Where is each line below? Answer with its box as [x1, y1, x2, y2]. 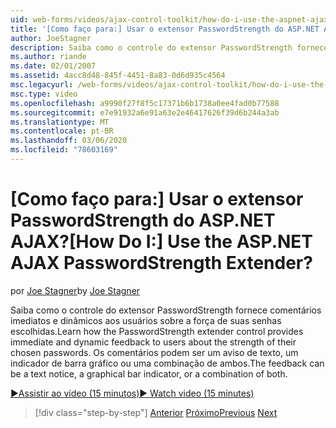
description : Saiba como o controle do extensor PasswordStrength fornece [10, 42, 329, 53]
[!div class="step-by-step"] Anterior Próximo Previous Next [34, 406, 278, 418]
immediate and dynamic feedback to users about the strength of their [10, 336, 297, 348]
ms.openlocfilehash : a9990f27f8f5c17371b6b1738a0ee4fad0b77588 [10, 98, 280, 108]
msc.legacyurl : [10, 80, 74, 90]
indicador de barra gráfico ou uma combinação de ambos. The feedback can [10, 357, 325, 369]
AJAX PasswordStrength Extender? [10, 252, 313, 275]
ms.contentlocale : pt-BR [10, 126, 114, 136]
